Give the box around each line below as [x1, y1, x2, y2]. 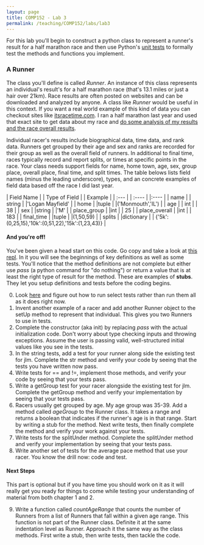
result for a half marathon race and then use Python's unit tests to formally [6, 43, 193, 51]
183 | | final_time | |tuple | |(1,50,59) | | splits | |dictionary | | [6, 213, 154, 220]
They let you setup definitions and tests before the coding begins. [6, 279, 172, 287]
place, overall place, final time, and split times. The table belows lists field [6, 168, 191, 176]
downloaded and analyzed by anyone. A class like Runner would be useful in [6, 98, 199, 106]
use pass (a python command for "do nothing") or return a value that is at [6, 266, 191, 273]
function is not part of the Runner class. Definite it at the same [15, 519, 172, 526]
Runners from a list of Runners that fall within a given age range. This [15, 512, 189, 519]
